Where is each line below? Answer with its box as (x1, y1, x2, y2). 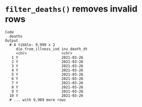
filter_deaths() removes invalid (5, 3, 138, 15)
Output (5, 38, 18, 43)
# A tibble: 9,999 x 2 (9, 42, 55, 47)
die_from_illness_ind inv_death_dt (16, 46, 88, 51)
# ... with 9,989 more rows (9, 97, 66, 102)
